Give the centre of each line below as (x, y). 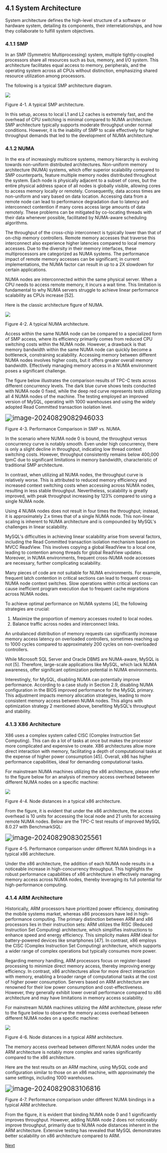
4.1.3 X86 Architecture (33, 725)
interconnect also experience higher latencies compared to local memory (80, 243)
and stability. (18, 712)
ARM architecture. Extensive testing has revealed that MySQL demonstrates (83, 1130)
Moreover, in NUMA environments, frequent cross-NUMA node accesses (80, 558)
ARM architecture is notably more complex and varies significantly (73, 1052)
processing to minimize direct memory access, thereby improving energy (80, 966)
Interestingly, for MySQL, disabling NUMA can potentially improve (73, 680)
